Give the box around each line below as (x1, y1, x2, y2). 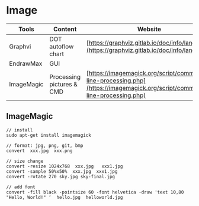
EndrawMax (9, 59, 43, 67)
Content (53, 25, 77, 33)
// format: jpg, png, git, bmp (6, 143, 84, 149)
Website (137, 25, 162, 33)
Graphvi (9, 42, 31, 50)
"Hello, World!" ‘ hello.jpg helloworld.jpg (6, 194, 123, 200)
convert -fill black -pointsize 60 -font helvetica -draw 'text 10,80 (6, 189, 184, 195)
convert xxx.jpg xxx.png (6, 147, 73, 154)
